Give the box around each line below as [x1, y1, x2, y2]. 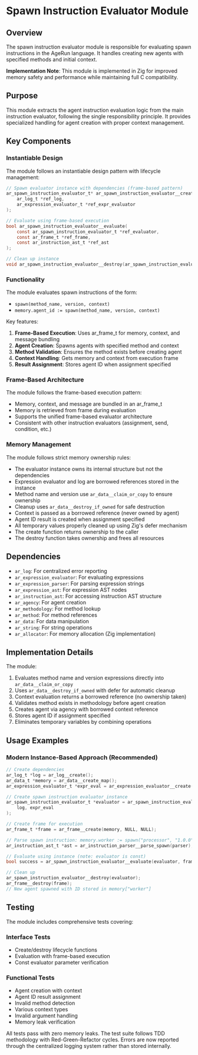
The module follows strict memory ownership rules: [6, 454, 131, 461]
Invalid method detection [14, 999, 75, 1007]
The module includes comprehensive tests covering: [6, 918, 134, 925]
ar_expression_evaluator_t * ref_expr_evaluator [16, 202, 136, 208]
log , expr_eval [16, 805, 54, 811]
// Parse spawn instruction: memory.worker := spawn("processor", [6, 837, 173, 843]
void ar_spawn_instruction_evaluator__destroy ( [6, 261, 126, 267]
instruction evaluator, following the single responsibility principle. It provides [6, 112, 191, 119]
